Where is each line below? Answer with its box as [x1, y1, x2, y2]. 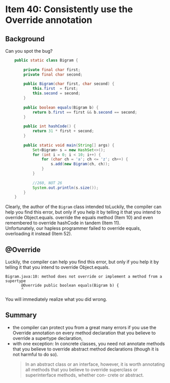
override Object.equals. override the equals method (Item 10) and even [5, 215, 153, 221]
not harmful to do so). [12, 351, 58, 357]
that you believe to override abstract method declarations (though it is [12, 346, 159, 352]
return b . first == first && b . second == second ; [32, 110, 138, 115]
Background [5, 34, 45, 43]
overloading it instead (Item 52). [5, 231, 72, 237]
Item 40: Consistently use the [5, 4, 133, 15]
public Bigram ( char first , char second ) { [23, 81, 115, 87]
